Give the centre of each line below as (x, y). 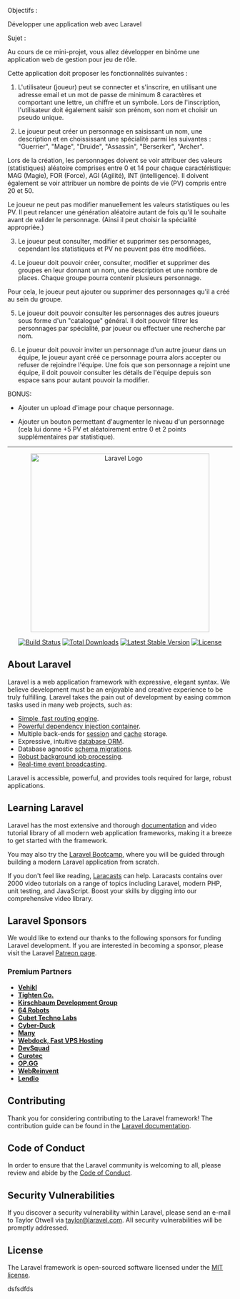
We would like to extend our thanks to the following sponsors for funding (114, 938)
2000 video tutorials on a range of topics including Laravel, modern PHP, (115, 883)
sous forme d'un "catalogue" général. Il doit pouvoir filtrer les (108, 320)
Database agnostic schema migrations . (75, 749)
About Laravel (39, 665)
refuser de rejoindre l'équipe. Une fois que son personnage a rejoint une (124, 365)
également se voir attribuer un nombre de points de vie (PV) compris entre (117, 183)
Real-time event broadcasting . (62, 764)
